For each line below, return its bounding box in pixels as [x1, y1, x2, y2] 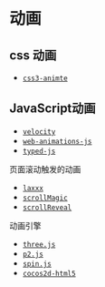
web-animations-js [22, 137, 92, 146]
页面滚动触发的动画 [9, 163, 81, 174]
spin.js [22, 259, 52, 269]
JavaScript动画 [9, 101, 97, 117]
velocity [22, 127, 56, 137]
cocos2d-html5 [22, 269, 76, 278]
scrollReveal [22, 202, 72, 212]
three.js [22, 240, 56, 249]
